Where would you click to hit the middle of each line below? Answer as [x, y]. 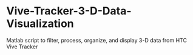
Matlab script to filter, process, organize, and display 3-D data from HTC [96, 40]
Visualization [40, 24]
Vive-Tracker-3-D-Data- [69, 11]
